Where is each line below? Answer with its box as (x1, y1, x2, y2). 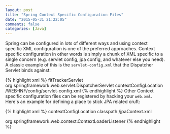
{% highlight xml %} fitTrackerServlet (5, 77, 83, 83)
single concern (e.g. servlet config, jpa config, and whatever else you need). (5, 56, 165, 62)
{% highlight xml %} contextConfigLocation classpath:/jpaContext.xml (5, 109, 152, 115)
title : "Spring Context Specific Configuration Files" (5, 12, 124, 17)
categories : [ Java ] (5, 26, 47, 31)
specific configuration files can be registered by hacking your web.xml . (5, 93, 152, 99)
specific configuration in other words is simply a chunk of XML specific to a (5, 51, 163, 57)
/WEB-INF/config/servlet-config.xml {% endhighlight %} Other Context (5, 88, 154, 94)
